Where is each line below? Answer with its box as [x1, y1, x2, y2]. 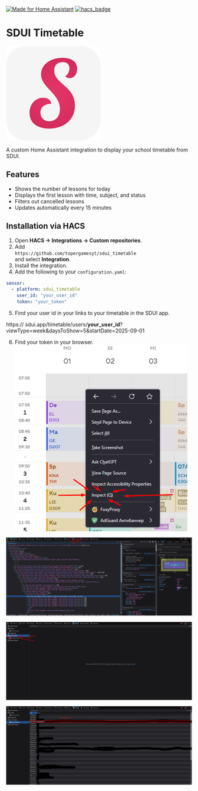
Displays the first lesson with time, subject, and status [14, 192, 146, 199]
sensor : [6, 280, 25, 286]
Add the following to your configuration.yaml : [14, 268, 127, 275]
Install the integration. [14, 262, 68, 269]
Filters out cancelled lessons [14, 197, 84, 205]
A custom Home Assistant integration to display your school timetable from [6, 146, 189, 153]
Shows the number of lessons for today [14, 185, 111, 192]
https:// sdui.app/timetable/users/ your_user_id [6, 321, 120, 328]
